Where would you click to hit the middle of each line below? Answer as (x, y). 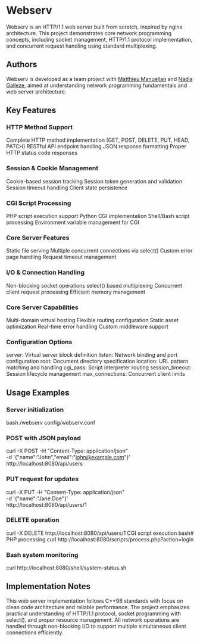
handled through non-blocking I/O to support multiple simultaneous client (96, 626)
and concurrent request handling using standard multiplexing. (82, 46)
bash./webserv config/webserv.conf (51, 422)
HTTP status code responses (42, 153)
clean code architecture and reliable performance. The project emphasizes (98, 607)
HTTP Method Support (40, 127)
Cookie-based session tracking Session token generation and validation (94, 181)
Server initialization (35, 410)
